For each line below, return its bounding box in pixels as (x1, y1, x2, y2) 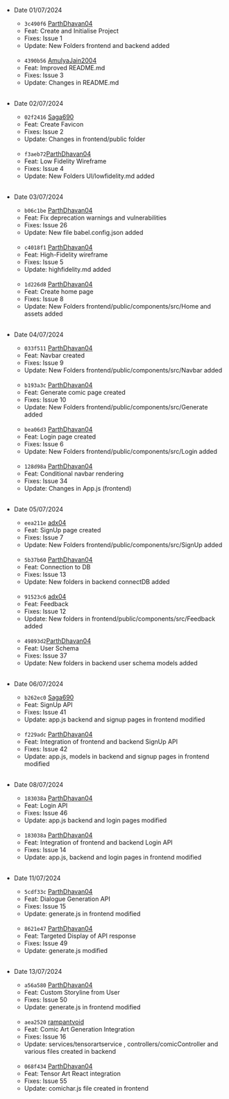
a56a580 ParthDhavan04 (24, 981, 93, 989)
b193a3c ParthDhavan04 (24, 381, 93, 389)
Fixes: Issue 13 (24, 570, 67, 578)
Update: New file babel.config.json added (24, 229, 144, 236)
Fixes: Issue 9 (24, 359, 64, 367)
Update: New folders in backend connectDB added (24, 578, 170, 586)
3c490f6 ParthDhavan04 (24, 19, 93, 27)
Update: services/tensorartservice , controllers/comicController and (24, 1040, 219, 1048)
